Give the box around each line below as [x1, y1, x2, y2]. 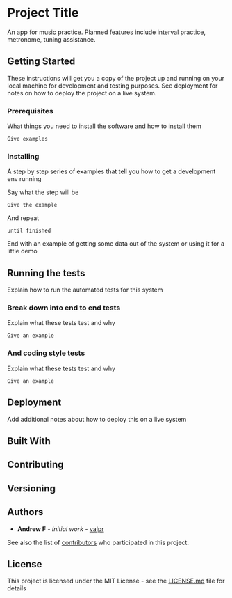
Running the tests [7, 267, 85, 279]
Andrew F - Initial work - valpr [17, 524, 104, 533]
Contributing [7, 459, 64, 471]
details [7, 584, 26, 592]
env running [7, 175, 42, 183]
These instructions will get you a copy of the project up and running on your [7, 74, 224, 82]
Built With [7, 435, 51, 447]
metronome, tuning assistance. [7, 35, 96, 43]
